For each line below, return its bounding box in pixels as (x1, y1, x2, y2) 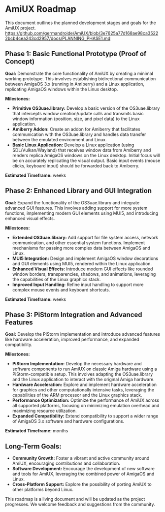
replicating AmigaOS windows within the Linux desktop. (5, 86, 118, 92)
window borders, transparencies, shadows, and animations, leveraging (12, 271, 156, 277)
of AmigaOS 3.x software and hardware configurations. (12, 418, 125, 424)
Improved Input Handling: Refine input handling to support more (12, 282, 144, 288)
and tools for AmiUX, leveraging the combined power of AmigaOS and (12, 471, 155, 477)
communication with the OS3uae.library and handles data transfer (12, 131, 146, 137)
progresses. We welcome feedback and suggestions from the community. (5, 501, 155, 508)
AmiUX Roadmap (5, 3, 76, 15)
